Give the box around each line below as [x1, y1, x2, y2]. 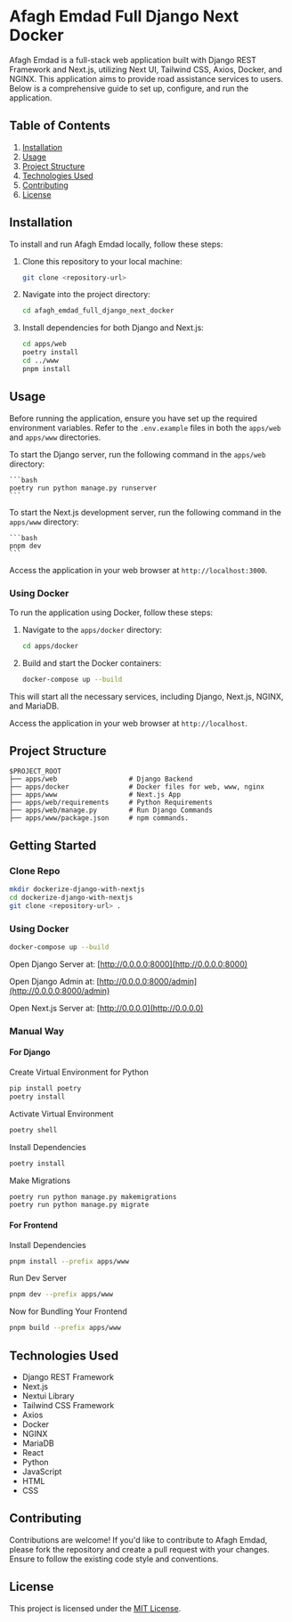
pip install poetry [9, 1084, 82, 1093]
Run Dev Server [9, 1273, 67, 1284]
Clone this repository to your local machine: [21, 255, 182, 266]
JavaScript [21, 1466, 62, 1477]
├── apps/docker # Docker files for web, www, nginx [9, 783, 265, 791]
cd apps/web [21, 340, 67, 349]
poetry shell [9, 1125, 58, 1134]
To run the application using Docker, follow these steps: [9, 607, 214, 618]
